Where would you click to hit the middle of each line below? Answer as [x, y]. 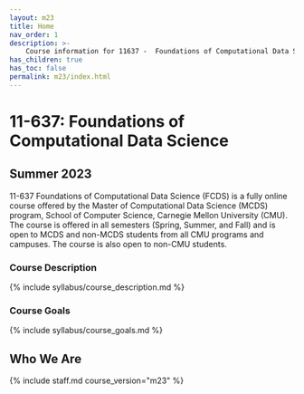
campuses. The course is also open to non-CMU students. [119, 244]
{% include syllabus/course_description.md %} [97, 287]
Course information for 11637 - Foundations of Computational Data [157, 52]
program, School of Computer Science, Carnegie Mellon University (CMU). [148, 215]
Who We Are [46, 359]
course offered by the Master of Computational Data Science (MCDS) [139, 206]
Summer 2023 [51, 174]
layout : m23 [32, 18]
